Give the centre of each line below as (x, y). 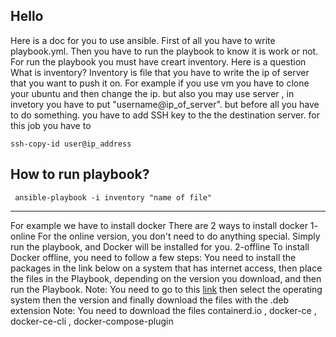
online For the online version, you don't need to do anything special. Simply (165, 236)
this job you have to (51, 125)
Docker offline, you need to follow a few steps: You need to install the (153, 257)
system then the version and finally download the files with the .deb (150, 300)
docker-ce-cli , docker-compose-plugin (92, 321)
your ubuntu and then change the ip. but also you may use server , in (152, 93)
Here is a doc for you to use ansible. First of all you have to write (143, 40)
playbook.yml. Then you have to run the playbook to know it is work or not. (164, 51)
